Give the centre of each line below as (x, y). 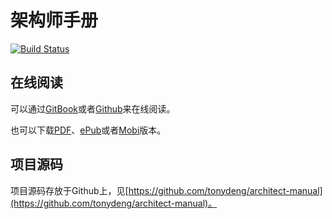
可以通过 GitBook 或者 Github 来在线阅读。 (93, 108)
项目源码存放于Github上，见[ (69, 190)
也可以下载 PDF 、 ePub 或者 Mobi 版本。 (88, 130)
